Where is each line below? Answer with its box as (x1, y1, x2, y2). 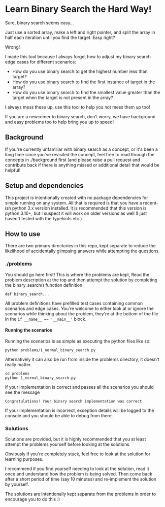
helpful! (5, 167, 21, 173)
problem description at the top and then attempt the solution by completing (5, 277, 158, 283)
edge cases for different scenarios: (5, 59, 76, 65)
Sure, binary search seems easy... (5, 20, 74, 26)
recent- (143, 200, 159, 205)
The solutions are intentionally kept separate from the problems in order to (5, 491, 156, 497)
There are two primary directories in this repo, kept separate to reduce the (5, 243, 156, 249)
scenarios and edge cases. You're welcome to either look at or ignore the (5, 305, 154, 311)
